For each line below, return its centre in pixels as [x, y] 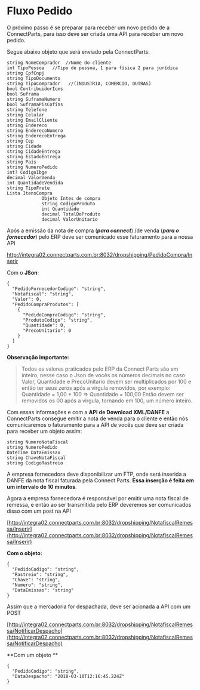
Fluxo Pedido [40, 11]
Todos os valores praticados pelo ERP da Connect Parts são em [100, 369]
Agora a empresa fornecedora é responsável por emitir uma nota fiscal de [98, 498]
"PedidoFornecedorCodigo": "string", [59, 289]
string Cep [20, 141]
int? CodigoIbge [27, 172]
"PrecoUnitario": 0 [47, 330]
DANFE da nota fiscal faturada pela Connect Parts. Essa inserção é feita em [101, 480]
